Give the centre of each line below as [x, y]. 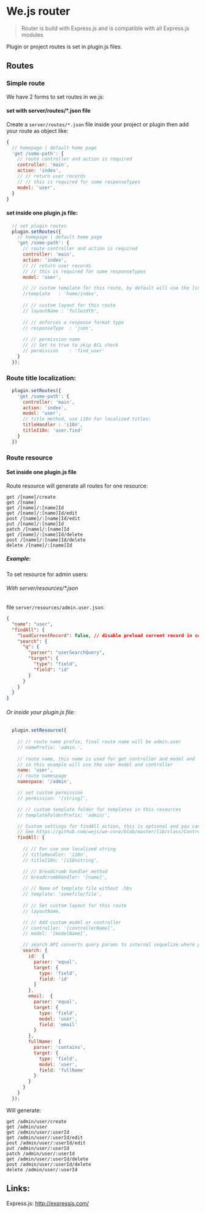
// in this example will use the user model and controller [95, 765]
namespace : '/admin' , [45, 782]
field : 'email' [58, 1024]
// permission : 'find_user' [63, 351]
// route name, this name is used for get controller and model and [106, 759]
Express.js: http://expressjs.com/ [48, 1203]
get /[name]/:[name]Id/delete [45, 534]
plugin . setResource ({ [39, 730]
